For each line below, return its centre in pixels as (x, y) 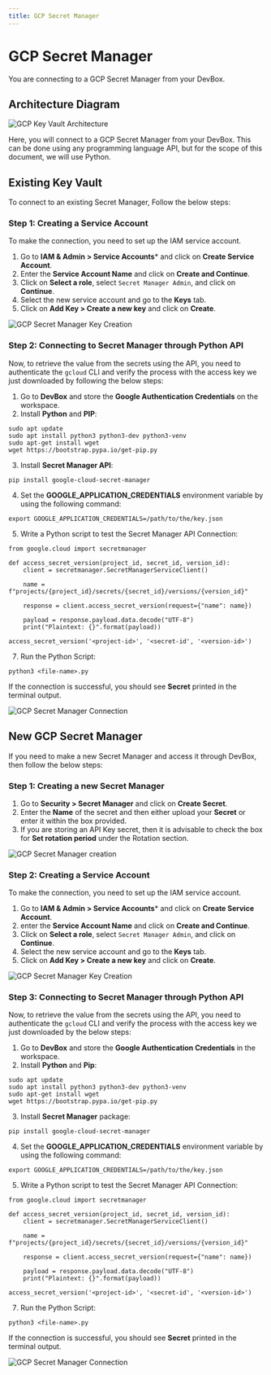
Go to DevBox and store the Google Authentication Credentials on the (139, 396)
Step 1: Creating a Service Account (78, 223)
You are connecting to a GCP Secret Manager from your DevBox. (117, 79)
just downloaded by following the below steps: (86, 380)
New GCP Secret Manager (76, 736)
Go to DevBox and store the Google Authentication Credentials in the (138, 1048)
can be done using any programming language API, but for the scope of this (135, 148)
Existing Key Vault (56, 183)
